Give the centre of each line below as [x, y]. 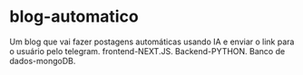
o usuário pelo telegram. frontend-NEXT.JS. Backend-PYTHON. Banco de [147, 51]
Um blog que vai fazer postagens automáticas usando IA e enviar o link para [152, 42]
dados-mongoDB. [43, 61]
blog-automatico [74, 17]
